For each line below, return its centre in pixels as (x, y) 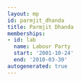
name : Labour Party (42, 46)
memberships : (26, 33)
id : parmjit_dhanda (36, 20)
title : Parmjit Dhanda (40, 27)
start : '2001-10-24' (44, 54)
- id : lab (22, 40)
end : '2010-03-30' (41, 60)
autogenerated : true (38, 66)
